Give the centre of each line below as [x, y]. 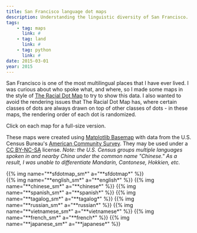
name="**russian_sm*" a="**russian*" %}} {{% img [70, 205]
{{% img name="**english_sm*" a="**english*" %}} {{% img [80, 180]
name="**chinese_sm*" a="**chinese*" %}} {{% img [71, 186]
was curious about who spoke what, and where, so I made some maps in [95, 90]
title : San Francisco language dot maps [57, 12]
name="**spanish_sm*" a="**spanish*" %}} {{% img [71, 193]
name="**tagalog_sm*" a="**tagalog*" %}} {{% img [70, 199]
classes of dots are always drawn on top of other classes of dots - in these [97, 108]
